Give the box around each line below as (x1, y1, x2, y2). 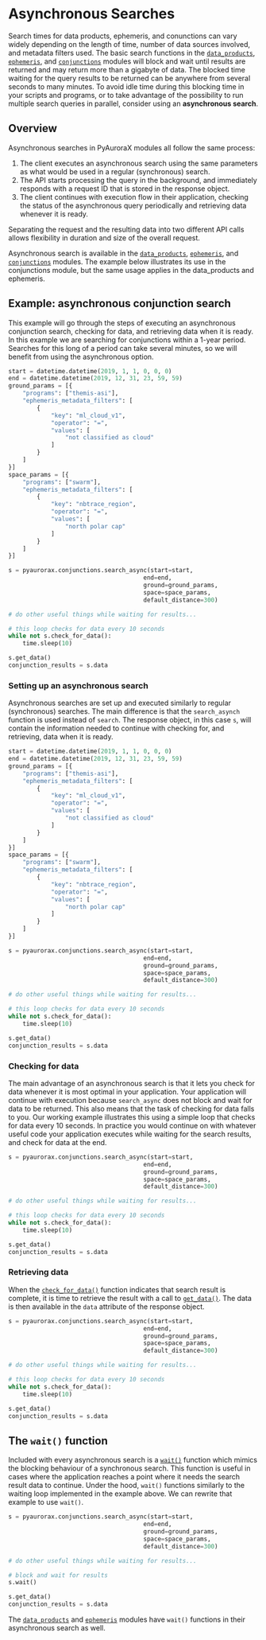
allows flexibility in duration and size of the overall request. (8, 232, 201, 243)
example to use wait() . (8, 1498, 84, 1507)
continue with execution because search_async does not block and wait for (8, 1095, 253, 1104)
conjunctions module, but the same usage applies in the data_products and (8, 265, 254, 275)
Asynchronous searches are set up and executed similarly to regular (8, 698, 232, 708)
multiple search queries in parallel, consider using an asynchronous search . (8, 99, 259, 108)
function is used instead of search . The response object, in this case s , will (8, 715, 252, 725)
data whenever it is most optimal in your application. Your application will (8, 1087, 247, 1097)
